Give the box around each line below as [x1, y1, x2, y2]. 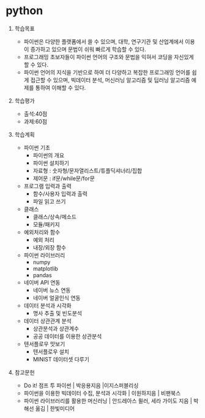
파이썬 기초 [23, 144, 50, 151]
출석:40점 [23, 110, 48, 117]
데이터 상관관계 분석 [23, 317, 72, 325]
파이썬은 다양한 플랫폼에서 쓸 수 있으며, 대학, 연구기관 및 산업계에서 [23, 37, 184, 45]
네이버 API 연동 [23, 278, 61, 286]
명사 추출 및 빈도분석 [32, 309, 83, 317]
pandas [32, 271, 53, 278]
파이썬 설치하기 [32, 159, 70, 167]
